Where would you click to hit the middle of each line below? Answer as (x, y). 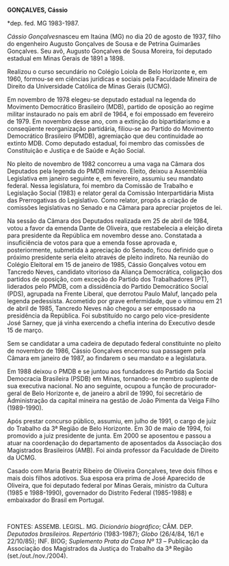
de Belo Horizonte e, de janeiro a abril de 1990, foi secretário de (113, 393)
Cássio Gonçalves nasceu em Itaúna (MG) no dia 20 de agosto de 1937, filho (114, 36)
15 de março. (25, 330)
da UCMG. (22, 458)
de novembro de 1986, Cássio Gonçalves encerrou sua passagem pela (107, 351)
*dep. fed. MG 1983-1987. (43, 23)
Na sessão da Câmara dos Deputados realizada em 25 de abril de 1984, (108, 221)
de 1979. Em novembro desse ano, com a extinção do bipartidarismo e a (109, 121)
